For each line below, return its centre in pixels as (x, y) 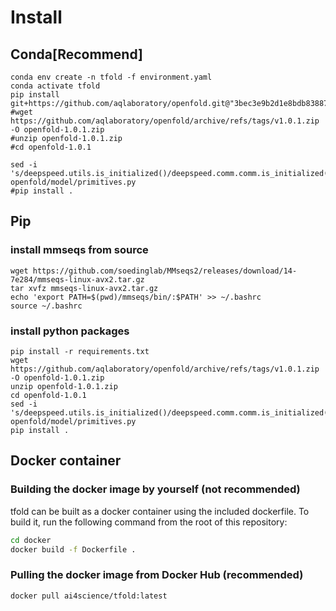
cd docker (31, 540)
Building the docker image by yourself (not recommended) (155, 489)
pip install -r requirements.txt (80, 351)
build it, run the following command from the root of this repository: (149, 522)
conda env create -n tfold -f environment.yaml (111, 77)
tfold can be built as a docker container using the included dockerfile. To (160, 511)
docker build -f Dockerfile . (73, 549)
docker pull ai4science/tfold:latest (89, 596)
